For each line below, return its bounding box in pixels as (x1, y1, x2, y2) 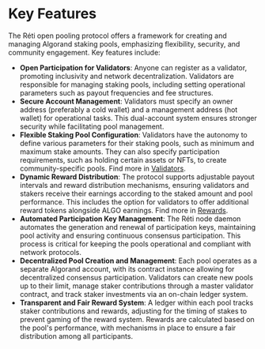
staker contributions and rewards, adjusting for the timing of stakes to (19, 306, 248, 316)
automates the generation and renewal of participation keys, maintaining (19, 222, 256, 231)
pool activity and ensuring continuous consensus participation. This (19, 231, 241, 240)
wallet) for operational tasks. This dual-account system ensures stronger (19, 113, 257, 122)
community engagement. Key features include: (8, 47, 161, 57)
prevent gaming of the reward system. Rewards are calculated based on (19, 314, 255, 324)
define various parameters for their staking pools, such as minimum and (19, 138, 255, 148)
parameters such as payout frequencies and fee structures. (19, 88, 214, 97)
